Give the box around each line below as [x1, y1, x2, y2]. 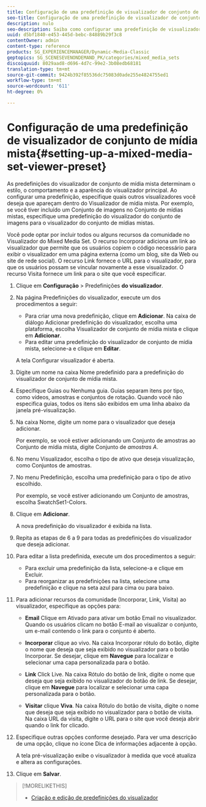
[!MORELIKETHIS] [21, 782, 67, 789]
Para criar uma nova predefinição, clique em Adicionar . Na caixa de [24, 312, 196, 319]
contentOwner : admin [7, 37, 60, 44]
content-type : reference [7, 44, 70, 50]
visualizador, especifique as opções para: [15, 602, 121, 610]
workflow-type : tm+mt [7, 77, 62, 83]
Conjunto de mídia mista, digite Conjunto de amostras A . [15, 443, 158, 451]
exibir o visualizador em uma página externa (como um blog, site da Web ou [7, 250, 199, 258]
